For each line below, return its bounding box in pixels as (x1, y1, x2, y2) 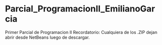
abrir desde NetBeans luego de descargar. (5, 34, 90, 40)
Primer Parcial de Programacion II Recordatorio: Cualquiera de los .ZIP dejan (5, 29, 158, 35)
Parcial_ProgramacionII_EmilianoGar (5, 3, 155, 14)
